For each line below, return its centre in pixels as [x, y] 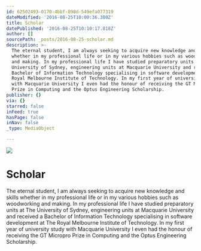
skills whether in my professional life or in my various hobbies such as [92, 197]
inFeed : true [22, 112]
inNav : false [22, 123]
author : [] [20, 34]
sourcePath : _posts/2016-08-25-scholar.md [60, 39]
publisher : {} [24, 95]
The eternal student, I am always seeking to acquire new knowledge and [95, 191]
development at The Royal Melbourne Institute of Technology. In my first [95, 222]
